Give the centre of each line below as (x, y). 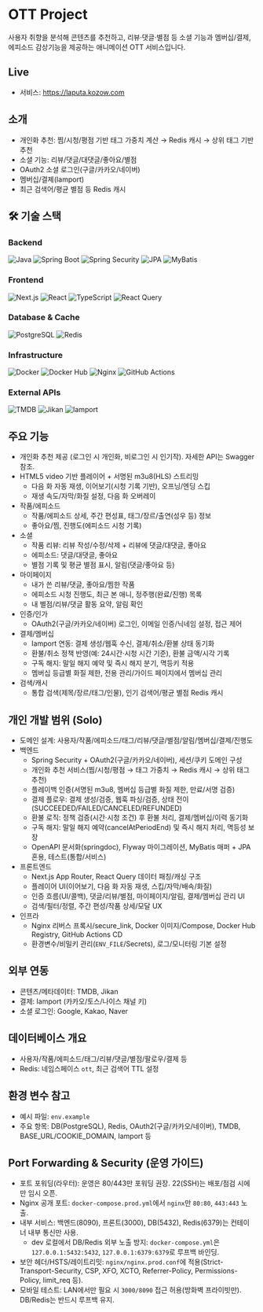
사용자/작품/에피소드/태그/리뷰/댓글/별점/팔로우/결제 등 (103, 1059)
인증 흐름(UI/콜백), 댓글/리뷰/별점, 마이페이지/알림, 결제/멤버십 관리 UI (138, 896)
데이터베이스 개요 (47, 1039)
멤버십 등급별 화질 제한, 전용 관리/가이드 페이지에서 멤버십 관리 (126, 673)
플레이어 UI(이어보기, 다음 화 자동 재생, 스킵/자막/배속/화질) (122, 886)
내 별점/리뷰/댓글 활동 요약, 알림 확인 (87, 604)
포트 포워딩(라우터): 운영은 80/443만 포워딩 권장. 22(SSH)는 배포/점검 (127, 1183)
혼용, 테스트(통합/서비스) (69, 857)
